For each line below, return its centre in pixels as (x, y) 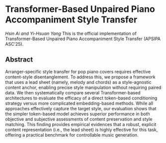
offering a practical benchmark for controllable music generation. (72, 135)
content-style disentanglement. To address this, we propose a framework (80, 77)
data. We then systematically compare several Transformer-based (73, 92)
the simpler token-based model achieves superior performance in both (78, 114)
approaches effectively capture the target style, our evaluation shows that (81, 108)
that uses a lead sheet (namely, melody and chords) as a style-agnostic (78, 82)
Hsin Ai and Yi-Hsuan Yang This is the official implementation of (71, 33)
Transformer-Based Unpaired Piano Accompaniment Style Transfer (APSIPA (83, 39)
